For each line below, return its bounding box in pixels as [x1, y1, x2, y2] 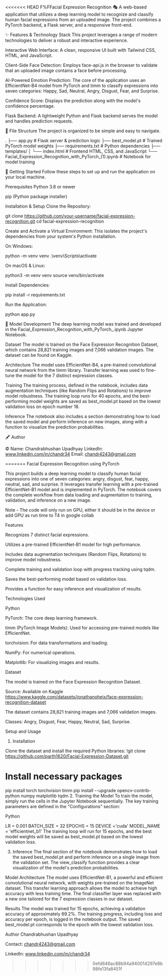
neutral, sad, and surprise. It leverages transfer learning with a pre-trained [5, 481, 158, 487]
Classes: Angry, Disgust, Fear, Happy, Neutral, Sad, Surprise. [5, 719, 131, 725]
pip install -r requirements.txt [5, 292, 65, 298]
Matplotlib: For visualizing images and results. [5, 659, 100, 665]
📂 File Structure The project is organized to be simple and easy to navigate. [5, 128, 160, 134]
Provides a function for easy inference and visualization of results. [5, 586, 142, 592]
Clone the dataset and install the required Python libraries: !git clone [5, 748, 146, 754]
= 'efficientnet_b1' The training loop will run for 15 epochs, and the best [5, 828, 152, 834]
